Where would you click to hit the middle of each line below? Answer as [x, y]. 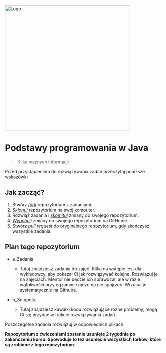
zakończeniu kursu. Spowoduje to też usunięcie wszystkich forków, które [83, 339]
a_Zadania [23, 259]
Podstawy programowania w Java [77, 148]
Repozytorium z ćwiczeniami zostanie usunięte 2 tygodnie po [70, 334]
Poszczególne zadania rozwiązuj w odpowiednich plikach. [65, 324]
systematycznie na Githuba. [48, 290]
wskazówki [17, 177]
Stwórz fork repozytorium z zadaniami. [52, 204]
